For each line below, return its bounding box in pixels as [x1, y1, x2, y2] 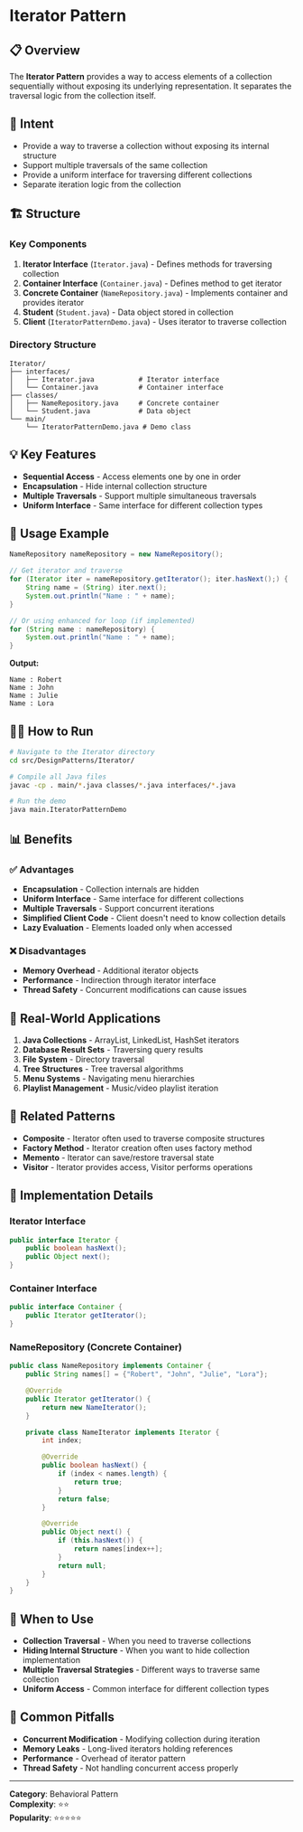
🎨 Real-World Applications [9, 1010, 161, 1026]
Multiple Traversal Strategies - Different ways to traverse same [22, 1665, 261, 1676]
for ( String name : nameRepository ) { [9, 625, 155, 634]
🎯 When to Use [9, 1611, 95, 1627]
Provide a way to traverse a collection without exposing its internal [22, 140, 270, 151]
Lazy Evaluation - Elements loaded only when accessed [22, 921, 233, 932]
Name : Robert [9, 675, 63, 685]
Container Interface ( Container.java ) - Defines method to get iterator [22, 278, 282, 288]
